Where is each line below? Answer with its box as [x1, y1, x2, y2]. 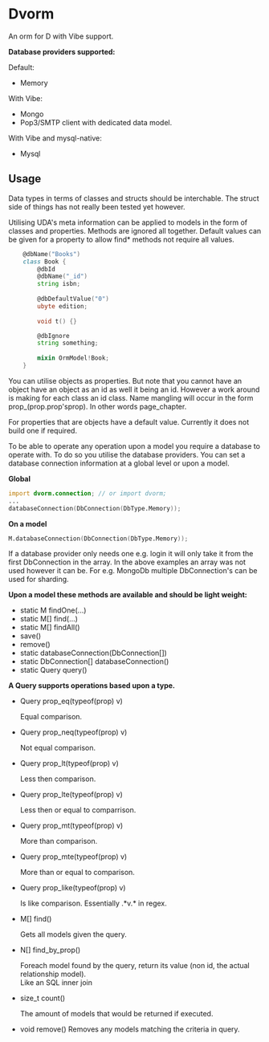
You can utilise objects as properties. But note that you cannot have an [8, 376, 243, 385]
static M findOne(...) [19, 605, 87, 615]
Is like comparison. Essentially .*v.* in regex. [19, 898, 167, 908]
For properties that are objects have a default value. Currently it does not [8, 417, 250, 426]
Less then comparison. [19, 774, 96, 784]
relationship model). [19, 969, 87, 979]
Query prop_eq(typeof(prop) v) [19, 696, 123, 706]
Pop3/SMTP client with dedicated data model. [19, 117, 173, 127]
